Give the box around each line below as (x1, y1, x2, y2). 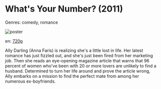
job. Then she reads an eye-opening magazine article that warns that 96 (5, 58, 149, 63)
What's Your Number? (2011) (5, 3, 123, 15)
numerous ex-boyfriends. (5, 78, 56, 84)
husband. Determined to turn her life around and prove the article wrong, (5, 68, 150, 74)
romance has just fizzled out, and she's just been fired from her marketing (5, 52, 153, 59)
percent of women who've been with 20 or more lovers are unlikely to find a (5, 63, 157, 69)
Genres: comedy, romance (5, 19, 58, 25)
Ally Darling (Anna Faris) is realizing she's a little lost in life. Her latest (5, 47, 144, 53)
